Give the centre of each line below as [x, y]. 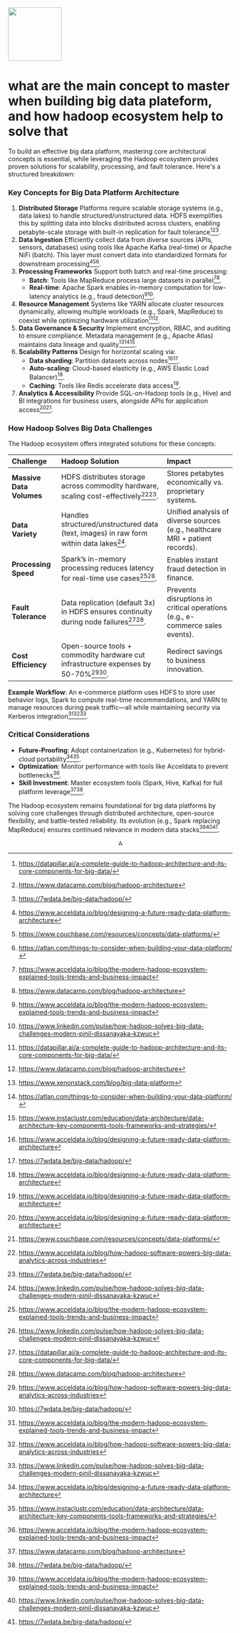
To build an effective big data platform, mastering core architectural [107, 151]
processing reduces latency [108, 568]
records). [182, 548]
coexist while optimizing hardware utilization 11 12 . [89, 319]
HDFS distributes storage [103, 477]
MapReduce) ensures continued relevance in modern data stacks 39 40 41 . [114, 829]
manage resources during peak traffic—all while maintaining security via [114, 707]
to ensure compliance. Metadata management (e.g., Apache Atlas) [116, 336]
